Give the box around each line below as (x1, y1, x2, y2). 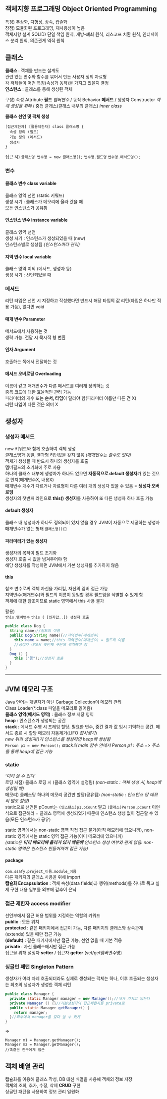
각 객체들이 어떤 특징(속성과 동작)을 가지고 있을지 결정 (5, 80, 109, 86)
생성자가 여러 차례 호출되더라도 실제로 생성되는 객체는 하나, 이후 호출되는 (5, 976, 145, 981)
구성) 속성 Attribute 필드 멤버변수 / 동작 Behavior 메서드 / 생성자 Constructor (5, 96, 155, 103)
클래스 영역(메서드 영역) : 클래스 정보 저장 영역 (5, 711, 94, 717)
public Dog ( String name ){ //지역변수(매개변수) (9, 633, 99, 638)
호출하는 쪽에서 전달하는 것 (5, 359, 57, 365)
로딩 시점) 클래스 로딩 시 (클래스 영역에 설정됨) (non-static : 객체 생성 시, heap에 (5, 779, 162, 785)
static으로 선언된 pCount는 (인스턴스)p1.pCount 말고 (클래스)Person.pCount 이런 (5, 804, 160, 810)
